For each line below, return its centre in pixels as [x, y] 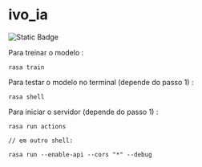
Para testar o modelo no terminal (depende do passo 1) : [101, 82]
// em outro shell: [41, 141]
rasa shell [26, 97]
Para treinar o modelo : [46, 52]
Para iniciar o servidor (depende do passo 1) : [83, 112]
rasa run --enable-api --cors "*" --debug [80, 154]
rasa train [26, 67]
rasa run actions [37, 126]
